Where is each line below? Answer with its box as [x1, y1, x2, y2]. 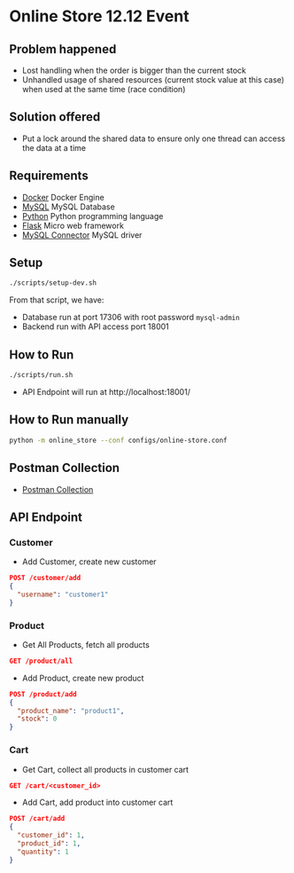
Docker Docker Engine [21, 192, 104, 202]
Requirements [9, 169, 89, 184]
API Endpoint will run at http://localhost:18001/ [21, 387, 190, 397]
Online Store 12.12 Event [9, 6, 190, 27]
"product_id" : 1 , [17, 839, 81, 848]
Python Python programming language [21, 210, 164, 221]
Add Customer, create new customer [21, 556, 157, 567]
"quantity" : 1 [17, 847, 69, 856]
